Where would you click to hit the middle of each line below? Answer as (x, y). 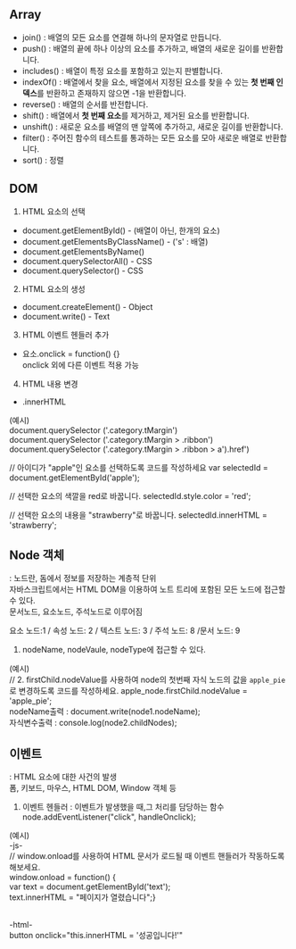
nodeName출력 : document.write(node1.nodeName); (105, 712)
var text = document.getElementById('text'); (90, 887)
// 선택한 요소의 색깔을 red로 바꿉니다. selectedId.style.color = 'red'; (130, 495)
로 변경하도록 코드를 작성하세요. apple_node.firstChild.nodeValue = (128, 691)
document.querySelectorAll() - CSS (87, 261)
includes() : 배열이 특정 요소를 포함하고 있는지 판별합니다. (122, 71)
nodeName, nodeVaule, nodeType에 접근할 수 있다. (114, 650)
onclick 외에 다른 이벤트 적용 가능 (81, 364)
